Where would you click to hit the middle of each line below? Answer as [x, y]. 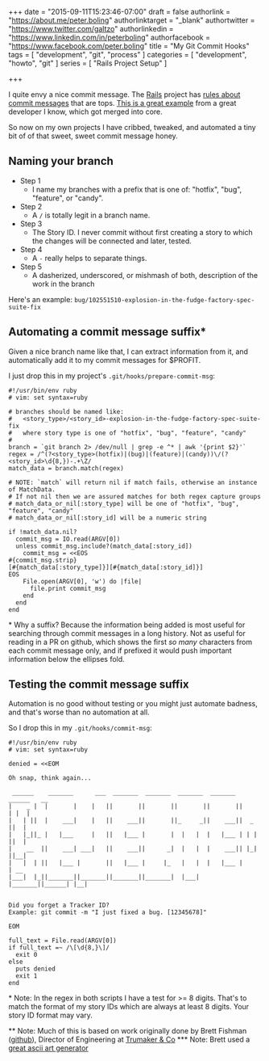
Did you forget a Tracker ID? [59, 905]
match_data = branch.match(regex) [66, 468]
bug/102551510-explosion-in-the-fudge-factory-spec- [164, 300]
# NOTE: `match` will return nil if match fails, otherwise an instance [133, 482]
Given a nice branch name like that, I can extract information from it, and [128, 352]
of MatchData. [32, 489]
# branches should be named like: [66, 411]
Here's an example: [40, 299]
